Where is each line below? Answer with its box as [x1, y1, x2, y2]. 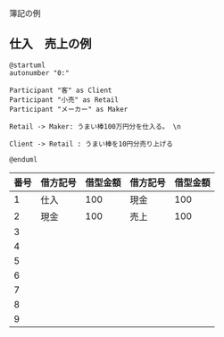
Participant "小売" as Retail [9, 95, 119, 105]
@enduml [9, 155, 38, 164]
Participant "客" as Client [9, 86, 112, 95]
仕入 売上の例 [9, 37, 92, 52]
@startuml [9, 61, 46, 70]
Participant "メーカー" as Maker [9, 105, 129, 114]
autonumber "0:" [9, 68, 70, 78]
